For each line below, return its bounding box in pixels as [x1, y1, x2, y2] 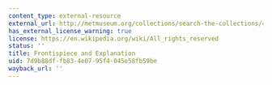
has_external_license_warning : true [8, 27, 132, 35]
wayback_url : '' [8, 65, 63, 73]
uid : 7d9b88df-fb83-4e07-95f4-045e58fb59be [8, 57, 158, 66]
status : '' [8, 42, 45, 50]
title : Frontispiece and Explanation [8, 49, 136, 57]
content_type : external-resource [8, 11, 121, 20]
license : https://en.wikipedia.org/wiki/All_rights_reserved [8, 34, 219, 43]
